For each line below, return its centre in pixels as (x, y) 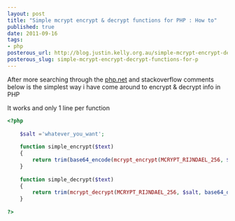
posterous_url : (29, 53)
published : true (31, 27)
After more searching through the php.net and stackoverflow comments (111, 79)
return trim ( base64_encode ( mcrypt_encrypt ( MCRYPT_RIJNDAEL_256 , (128, 160)
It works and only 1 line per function (59, 108)
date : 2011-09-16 (33, 33)
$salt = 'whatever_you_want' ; (62, 134)
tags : (15, 40)
